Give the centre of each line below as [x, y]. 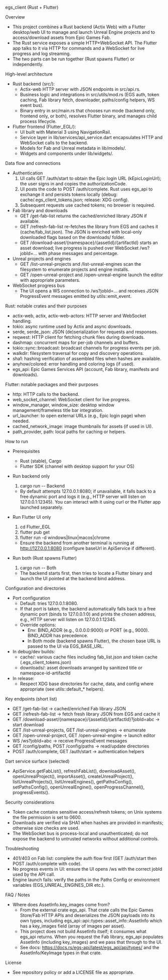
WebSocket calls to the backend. [54, 143]
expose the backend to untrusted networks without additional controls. [86, 839]
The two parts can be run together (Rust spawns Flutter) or [73, 59]
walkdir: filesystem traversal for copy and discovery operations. [78, 353]
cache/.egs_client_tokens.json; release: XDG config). [74, 200]
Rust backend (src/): [34, 84]
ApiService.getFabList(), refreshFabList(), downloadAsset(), [74, 771]
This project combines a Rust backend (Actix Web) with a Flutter [79, 27]
